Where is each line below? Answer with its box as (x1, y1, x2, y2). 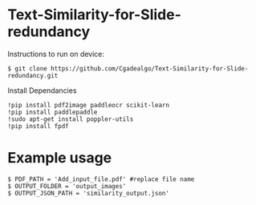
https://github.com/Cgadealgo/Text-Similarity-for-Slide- (50, 64, 249, 73)
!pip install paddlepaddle (7, 108, 98, 116)
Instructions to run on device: (7, 49, 105, 58)
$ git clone (7, 64, 47, 73)
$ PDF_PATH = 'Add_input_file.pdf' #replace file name (7, 175, 195, 183)
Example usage (7, 149, 112, 167)
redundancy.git (7, 71, 59, 79)
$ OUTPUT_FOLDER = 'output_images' (7, 182, 127, 190)
